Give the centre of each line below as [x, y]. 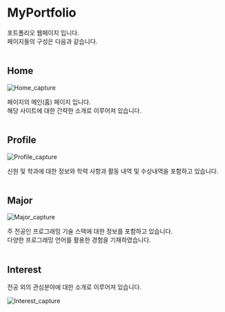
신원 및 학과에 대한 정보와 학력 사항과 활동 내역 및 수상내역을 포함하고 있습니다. [113, 171]
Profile [22, 140]
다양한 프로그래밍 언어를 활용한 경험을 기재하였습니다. [79, 240]
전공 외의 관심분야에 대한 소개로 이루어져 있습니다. [75, 287]
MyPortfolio [42, 13]
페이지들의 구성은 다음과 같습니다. [52, 41]
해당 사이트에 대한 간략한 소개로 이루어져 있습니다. [75, 110]
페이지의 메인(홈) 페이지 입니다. [49, 102]
